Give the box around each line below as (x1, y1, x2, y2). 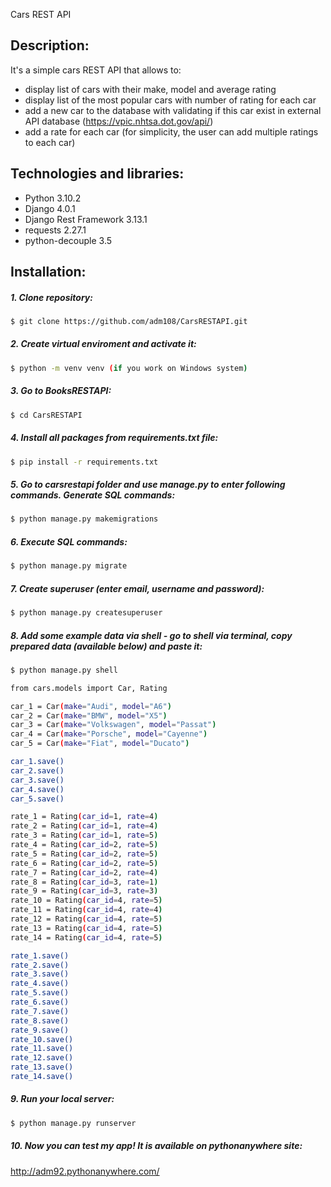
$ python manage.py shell (10, 665, 118, 675)
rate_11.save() (10, 1044, 74, 1054)
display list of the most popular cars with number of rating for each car (24, 94, 317, 106)
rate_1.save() (10, 950, 70, 961)
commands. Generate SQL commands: (10, 489, 176, 501)
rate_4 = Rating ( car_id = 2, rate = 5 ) (10, 840, 159, 850)
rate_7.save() (10, 1006, 70, 1016)
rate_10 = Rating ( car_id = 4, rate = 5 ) (10, 895, 163, 906)
